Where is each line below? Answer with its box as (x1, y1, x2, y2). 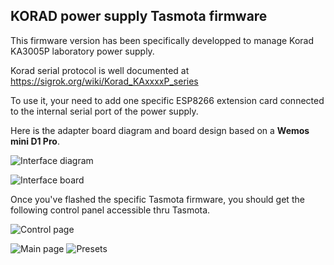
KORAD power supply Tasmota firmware (10, 8, 268, 25)
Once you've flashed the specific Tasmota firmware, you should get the (10, 193, 305, 205)
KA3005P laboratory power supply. (10, 45, 155, 57)
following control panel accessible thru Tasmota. (10, 204, 211, 216)
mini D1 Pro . (10, 135, 60, 147)
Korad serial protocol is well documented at (10, 64, 190, 76)
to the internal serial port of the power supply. (10, 105, 199, 117)
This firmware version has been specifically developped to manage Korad (10, 34, 315, 46)
